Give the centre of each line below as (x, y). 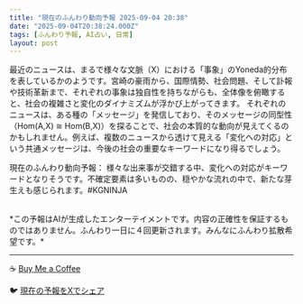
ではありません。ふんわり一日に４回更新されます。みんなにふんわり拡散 (151, 230)
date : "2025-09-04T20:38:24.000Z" (74, 26)
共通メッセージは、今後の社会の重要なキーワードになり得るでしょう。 (155, 149)
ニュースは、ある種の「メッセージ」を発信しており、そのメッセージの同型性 (151, 115)
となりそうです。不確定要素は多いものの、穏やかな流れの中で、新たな (155, 179)
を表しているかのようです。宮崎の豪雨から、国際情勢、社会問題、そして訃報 (151, 81)
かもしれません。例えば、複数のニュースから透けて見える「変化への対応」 (147, 137)
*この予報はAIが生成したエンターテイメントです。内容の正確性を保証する (145, 219)
